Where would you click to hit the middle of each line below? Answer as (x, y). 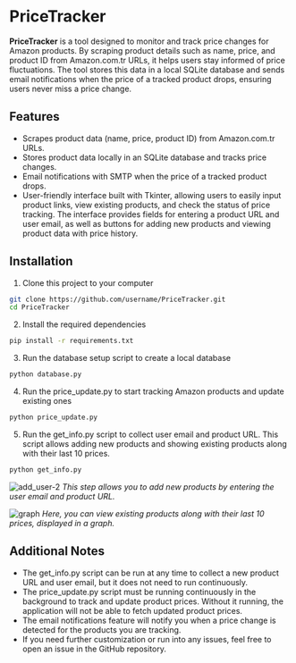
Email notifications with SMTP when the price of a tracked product (144, 176)
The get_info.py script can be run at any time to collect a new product (151, 573)
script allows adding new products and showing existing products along (155, 443)
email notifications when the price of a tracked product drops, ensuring (140, 79)
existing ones (47, 401)
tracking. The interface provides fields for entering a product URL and (151, 214)
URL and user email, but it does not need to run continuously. (135, 582)
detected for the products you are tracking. (101, 629)
